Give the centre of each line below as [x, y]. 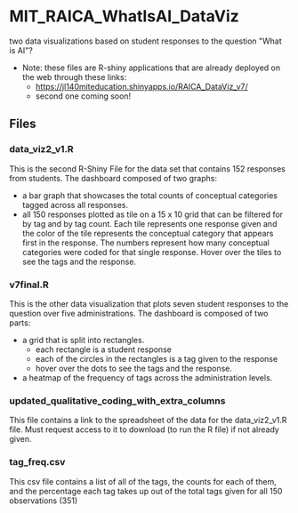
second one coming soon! [83, 96]
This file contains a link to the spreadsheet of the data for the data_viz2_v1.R [148, 421]
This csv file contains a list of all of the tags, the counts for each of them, [143, 481]
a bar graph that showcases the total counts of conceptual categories [150, 195]
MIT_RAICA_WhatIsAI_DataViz [125, 16]
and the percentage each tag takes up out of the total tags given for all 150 [146, 491]
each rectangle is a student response [103, 349]
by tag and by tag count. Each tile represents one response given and [149, 223]
